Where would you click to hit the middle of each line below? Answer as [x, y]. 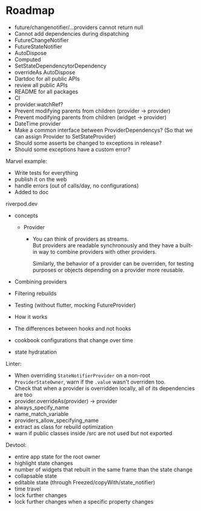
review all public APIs [41, 85]
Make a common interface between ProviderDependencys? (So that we [104, 130]
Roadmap [30, 11]
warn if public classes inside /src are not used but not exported [93, 433]
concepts [26, 215]
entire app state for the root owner [57, 457]
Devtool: [16, 444]
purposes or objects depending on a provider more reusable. [108, 270]
